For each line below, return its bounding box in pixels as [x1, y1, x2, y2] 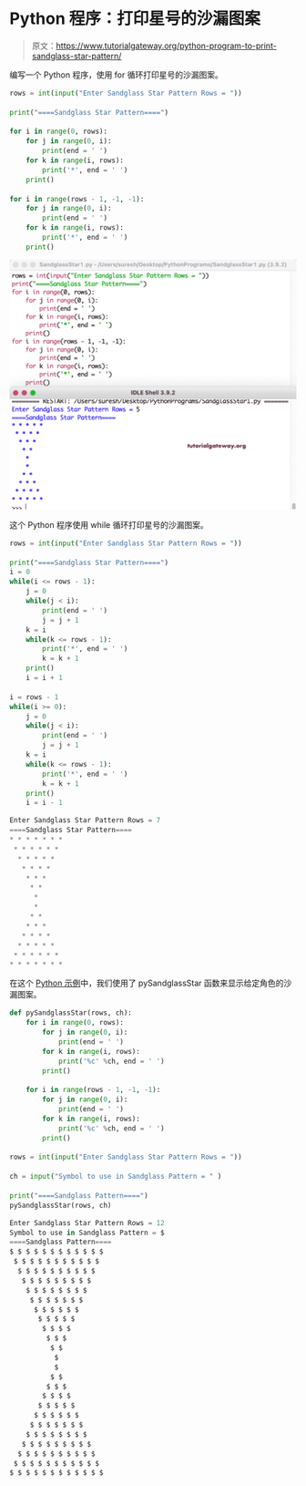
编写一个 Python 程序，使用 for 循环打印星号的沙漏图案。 [9, 69, 223, 80]
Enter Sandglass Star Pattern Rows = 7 [9, 816, 161, 825]
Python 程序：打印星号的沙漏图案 [9, 8, 261, 29]
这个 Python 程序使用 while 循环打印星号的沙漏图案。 [9, 519, 209, 530]
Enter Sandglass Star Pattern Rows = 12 [9, 1218, 166, 1227]
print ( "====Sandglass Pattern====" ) [9, 1191, 148, 1200]
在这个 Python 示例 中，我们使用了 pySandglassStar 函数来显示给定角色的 [9, 977, 284, 989]
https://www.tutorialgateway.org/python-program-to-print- [56, 40, 278, 51]
